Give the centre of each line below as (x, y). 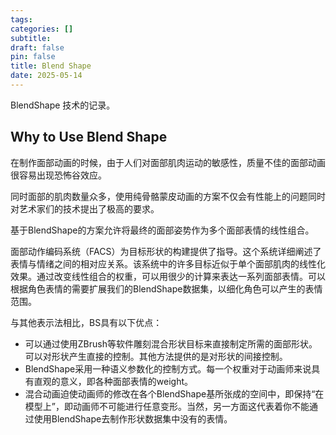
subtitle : (31, 38)
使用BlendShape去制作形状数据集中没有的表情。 (133, 418)
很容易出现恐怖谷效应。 (58, 175)
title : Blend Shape (51, 66)
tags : (21, 19)
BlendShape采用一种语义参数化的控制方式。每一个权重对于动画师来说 (168, 368)
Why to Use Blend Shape (89, 137)
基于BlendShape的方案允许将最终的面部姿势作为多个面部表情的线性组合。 (162, 230)
